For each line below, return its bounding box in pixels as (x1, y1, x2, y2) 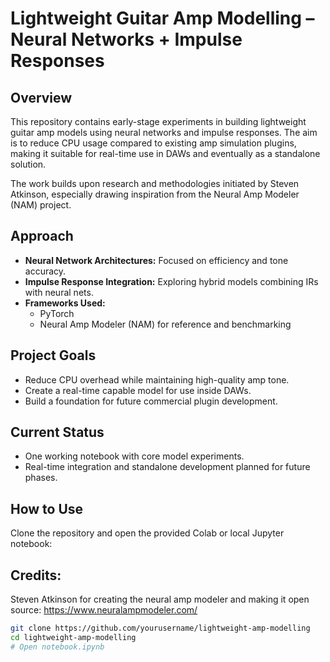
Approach (10, 228, 74, 245)
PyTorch (39, 307, 75, 319)
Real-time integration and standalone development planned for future (24, 461, 311, 473)
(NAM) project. (10, 199, 72, 211)
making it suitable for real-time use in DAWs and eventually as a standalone (10, 148, 321, 159)
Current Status (10, 424, 105, 441)
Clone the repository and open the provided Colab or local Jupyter (10, 527, 285, 539)
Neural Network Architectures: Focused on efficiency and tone (24, 254, 289, 266)
